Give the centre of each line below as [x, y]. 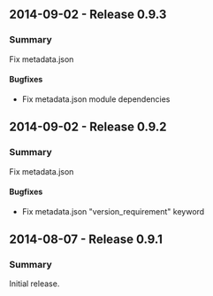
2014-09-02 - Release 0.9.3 [88, 15]
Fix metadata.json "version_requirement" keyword [113, 211]
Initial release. [34, 284]
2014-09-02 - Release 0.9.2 [88, 127]
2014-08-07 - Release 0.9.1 [86, 240]
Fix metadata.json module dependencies [96, 99]
